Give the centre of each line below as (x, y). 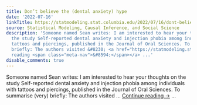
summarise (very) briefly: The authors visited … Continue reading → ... (91, 95)
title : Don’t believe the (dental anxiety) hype (67, 11)
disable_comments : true (35, 60)
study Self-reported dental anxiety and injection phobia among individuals (96, 83)
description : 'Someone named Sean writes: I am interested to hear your (97, 33)
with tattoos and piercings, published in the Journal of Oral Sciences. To (93, 89)
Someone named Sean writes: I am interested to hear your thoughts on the (96, 77)
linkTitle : (19, 22)
